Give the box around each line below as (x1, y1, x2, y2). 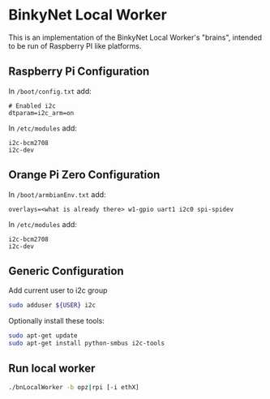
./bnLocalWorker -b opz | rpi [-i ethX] (8, 383, 139, 391)
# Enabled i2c (8, 101, 57, 110)
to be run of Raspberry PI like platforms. (8, 41, 142, 50)
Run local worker (8, 362, 96, 375)
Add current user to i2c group (8, 285, 108, 295)
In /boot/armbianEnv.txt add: (8, 189, 107, 199)
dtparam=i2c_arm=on (8, 109, 75, 117)
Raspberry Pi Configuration (8, 65, 150, 79)
